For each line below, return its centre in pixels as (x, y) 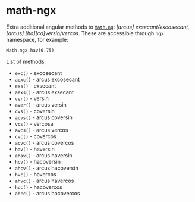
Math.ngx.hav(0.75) (30, 50)
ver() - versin (32, 98)
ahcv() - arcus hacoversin (46, 168)
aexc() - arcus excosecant (47, 79)
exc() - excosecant (38, 73)
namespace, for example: (37, 39)
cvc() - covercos (35, 136)
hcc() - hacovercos (38, 187)
